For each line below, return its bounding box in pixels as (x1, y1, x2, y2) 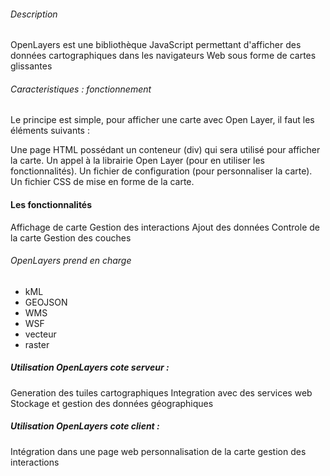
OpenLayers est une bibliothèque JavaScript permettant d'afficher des (10, 39, 302, 51)
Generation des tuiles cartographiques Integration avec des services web (10, 386, 313, 399)
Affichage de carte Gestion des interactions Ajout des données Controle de (10, 221, 320, 233)
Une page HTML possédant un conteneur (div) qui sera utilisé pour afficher (10, 144, 321, 156)
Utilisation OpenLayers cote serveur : (10, 361, 170, 374)
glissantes (10, 60, 53, 72)
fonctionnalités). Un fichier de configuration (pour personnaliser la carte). (10, 165, 313, 177)
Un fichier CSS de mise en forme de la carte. (10, 176, 195, 188)
